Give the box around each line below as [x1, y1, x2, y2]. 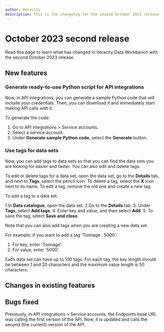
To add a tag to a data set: [5, 193, 58, 199]
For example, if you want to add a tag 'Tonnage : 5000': [5, 232, 118, 238]
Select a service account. [12, 130, 64, 135]
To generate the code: [5, 115, 50, 121]
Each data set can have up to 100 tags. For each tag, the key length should [5, 257, 156, 263]
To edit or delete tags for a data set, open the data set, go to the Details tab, [5, 173, 160, 179]
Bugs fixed [5, 298, 39, 306]
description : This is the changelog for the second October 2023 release [5, 12, 160, 17]
